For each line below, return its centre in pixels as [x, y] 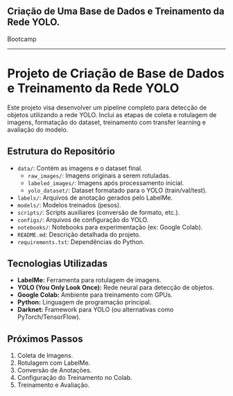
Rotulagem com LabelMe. [54, 363]
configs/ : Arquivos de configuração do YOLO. [83, 219]
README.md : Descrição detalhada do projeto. [79, 234]
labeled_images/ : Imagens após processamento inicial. [106, 182]
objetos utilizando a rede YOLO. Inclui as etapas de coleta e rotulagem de [112, 114]
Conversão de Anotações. [54, 370]
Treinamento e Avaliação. [53, 385]
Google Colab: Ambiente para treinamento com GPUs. [95, 295]
